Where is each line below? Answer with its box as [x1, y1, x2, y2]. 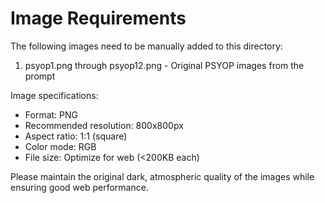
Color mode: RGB [24, 140, 97, 152]
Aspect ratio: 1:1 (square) [24, 130, 128, 142]
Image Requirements [10, 7, 187, 30]
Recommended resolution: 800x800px [24, 119, 184, 131]
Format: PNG [24, 108, 79, 121]
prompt [24, 70, 56, 82]
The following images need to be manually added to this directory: [10, 40, 283, 52]
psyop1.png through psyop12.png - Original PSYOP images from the [24, 59, 305, 71]
